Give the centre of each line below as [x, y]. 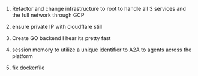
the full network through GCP [48, 15]
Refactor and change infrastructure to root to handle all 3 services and [99, 9]
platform [22, 56]
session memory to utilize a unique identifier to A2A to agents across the [102, 50]
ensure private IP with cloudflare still [57, 27]
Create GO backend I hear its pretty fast [61, 38]
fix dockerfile [28, 68]
